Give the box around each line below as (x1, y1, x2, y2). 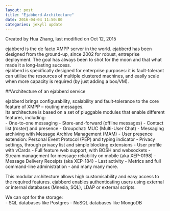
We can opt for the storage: (5, 194, 63, 200)
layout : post (5, 7, 33, 13)
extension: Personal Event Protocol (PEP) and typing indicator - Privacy (5, 136, 156, 142)
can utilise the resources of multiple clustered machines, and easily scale (5, 73, 159, 79)
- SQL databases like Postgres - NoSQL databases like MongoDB (5, 200, 142, 206)
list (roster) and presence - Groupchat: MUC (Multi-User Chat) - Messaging (5, 125, 164, 132)
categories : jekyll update (5, 22, 63, 27)
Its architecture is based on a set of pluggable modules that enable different (5, 109, 165, 115)
